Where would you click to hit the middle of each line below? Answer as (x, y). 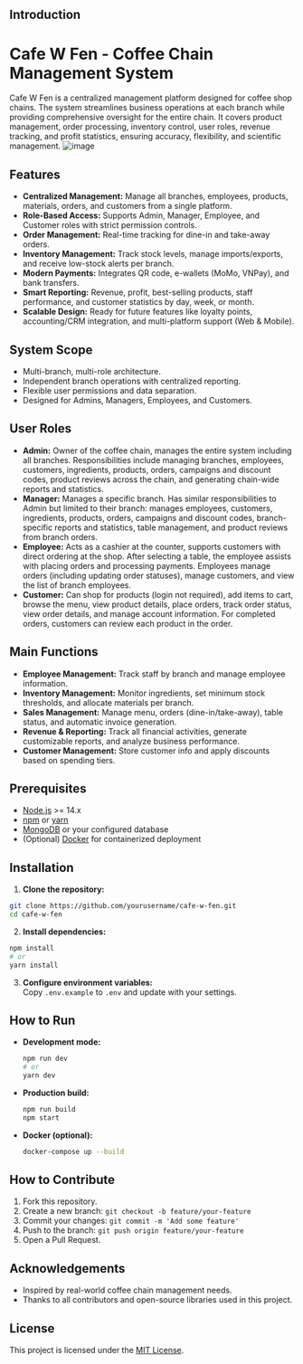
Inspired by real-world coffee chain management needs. (127, 1290)
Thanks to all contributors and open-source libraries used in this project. (157, 1300)
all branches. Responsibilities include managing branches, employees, (153, 459)
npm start (41, 1118)
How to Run (43, 1020)
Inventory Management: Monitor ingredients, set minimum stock (143, 693)
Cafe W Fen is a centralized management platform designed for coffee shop (151, 98)
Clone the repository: (63, 889)
